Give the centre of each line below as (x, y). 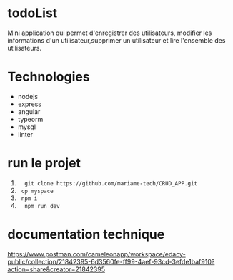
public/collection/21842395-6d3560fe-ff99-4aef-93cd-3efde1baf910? (111, 261)
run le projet (44, 164)
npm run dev (42, 206)
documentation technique (86, 234)
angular (29, 111)
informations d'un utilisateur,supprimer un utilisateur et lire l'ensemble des (116, 40)
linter (25, 134)
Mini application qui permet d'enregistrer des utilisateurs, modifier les (110, 33)
